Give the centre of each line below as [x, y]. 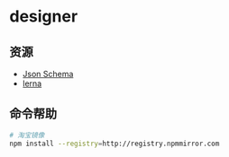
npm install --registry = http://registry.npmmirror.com [114, 144]
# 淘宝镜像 [27, 135]
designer [44, 17]
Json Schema [48, 74]
